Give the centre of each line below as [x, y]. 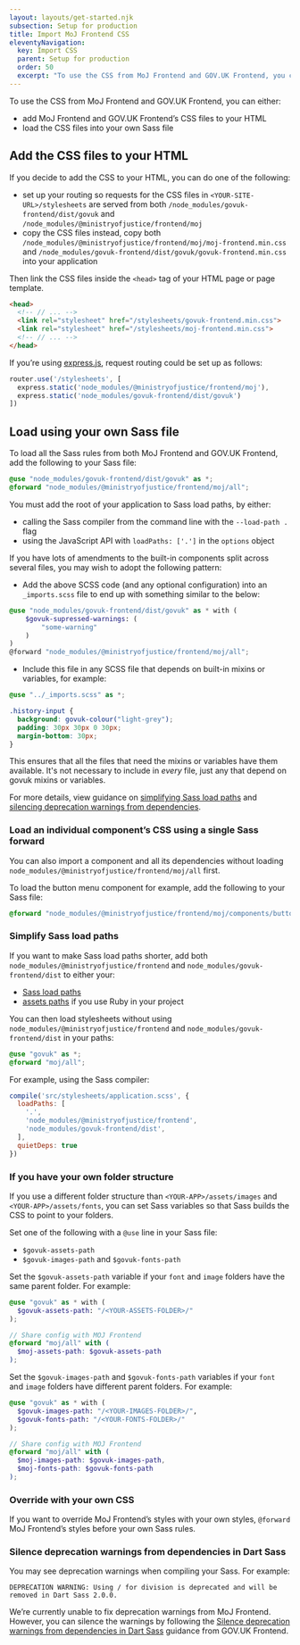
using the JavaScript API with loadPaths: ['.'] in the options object [148, 540]
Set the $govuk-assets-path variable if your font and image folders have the [147, 1276]
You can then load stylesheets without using [91, 1018]
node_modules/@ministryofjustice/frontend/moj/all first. [115, 870]
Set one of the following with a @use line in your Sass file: [113, 1232]
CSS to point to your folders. [62, 1215]
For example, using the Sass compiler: [79, 1079]
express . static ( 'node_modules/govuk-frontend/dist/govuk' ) [129, 395]
